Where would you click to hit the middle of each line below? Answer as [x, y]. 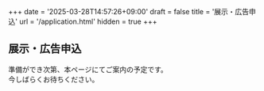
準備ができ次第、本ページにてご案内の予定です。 [88, 69]
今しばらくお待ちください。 [54, 79]
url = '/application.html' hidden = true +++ [88, 21]
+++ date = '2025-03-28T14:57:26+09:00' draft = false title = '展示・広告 [129, 11]
